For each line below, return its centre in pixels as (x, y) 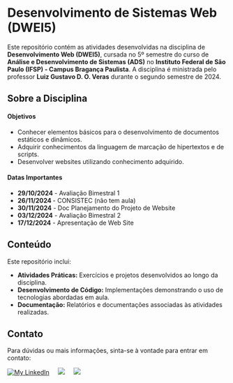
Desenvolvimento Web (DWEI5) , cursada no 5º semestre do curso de (108, 54)
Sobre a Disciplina (47, 99)
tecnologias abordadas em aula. (63, 297)
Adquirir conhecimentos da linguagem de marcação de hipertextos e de (121, 147)
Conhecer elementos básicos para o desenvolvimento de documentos (118, 132)
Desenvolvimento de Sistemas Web (112, 13)
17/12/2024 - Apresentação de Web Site (75, 223)
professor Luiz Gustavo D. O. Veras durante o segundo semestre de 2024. (114, 76)
